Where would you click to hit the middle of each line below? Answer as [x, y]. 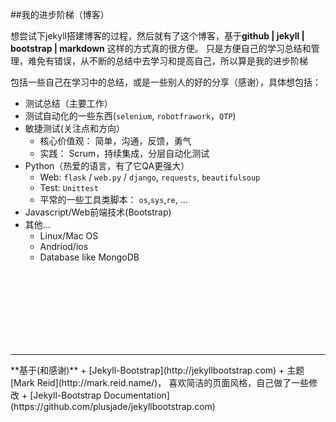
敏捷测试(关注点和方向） [74, 128]
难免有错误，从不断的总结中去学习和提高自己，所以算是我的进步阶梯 [167, 61]
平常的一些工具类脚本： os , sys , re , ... [113, 199]
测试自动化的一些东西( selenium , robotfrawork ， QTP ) [130, 116]
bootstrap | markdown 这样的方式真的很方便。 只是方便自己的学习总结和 [161, 48]
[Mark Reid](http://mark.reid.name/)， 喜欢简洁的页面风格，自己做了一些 [160, 382]
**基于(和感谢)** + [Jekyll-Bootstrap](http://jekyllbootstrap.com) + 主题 [157, 370]
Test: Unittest [69, 187]
